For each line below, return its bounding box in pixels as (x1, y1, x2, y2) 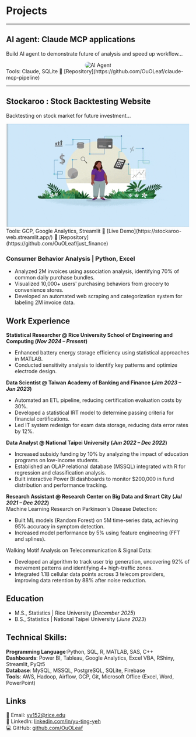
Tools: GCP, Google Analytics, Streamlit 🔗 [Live (6, 227, 119, 234)
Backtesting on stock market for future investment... (6, 112, 131, 119)
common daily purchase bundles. (14, 274, 95, 281)
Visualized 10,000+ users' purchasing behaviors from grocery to (14, 280, 170, 288)
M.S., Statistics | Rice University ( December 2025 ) (14, 609, 135, 616)
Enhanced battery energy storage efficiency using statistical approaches (14, 349, 190, 356)
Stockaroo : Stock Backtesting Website (6, 97, 151, 107)
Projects (6, 4, 48, 18)
